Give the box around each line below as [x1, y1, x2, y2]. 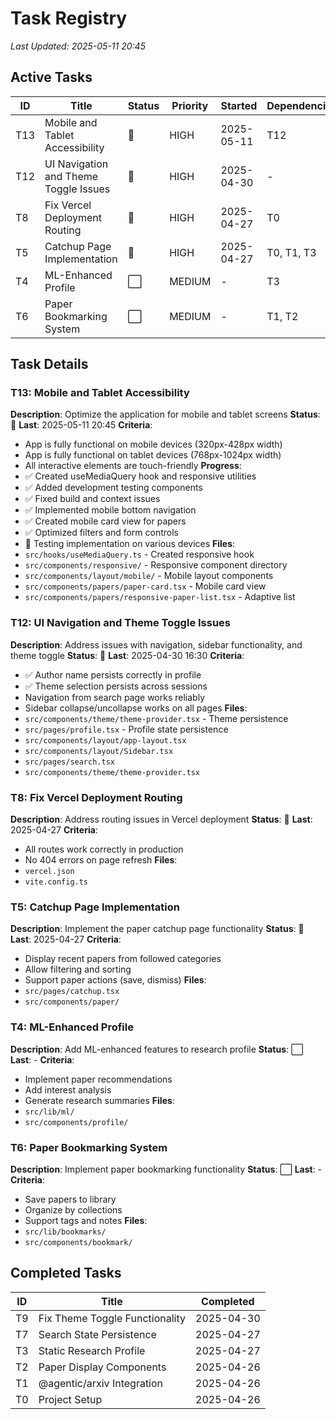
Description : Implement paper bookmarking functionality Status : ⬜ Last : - [10, 1163, 323, 1175]
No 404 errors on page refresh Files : [24, 854, 178, 866]
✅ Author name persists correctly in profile [24, 668, 202, 681]
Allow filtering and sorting [24, 963, 132, 976]
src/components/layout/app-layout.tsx [24, 735, 187, 746]
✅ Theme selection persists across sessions [24, 680, 208, 692]
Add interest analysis [24, 1083, 112, 1096]
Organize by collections [24, 1203, 123, 1216]
